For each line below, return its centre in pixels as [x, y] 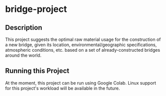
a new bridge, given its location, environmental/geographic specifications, [81, 45]
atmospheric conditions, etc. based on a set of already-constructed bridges [83, 50]
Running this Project [37, 71]
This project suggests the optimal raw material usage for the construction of [83, 39]
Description [24, 28]
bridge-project [36, 9]
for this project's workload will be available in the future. [63, 88]
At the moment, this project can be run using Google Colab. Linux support [81, 83]
